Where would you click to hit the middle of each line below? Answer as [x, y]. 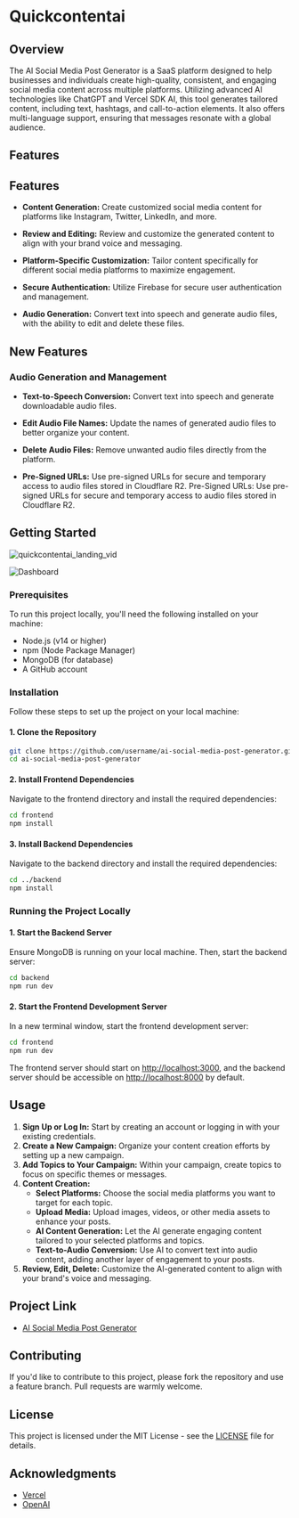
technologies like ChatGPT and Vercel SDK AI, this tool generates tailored [144, 99]
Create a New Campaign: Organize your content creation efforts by [146, 1146]
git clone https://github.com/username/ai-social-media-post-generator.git [153, 751]
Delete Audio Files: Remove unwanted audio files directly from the [144, 449]
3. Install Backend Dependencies [71, 844]
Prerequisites [39, 594]
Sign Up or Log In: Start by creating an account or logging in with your [151, 1126]
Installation [34, 692]
